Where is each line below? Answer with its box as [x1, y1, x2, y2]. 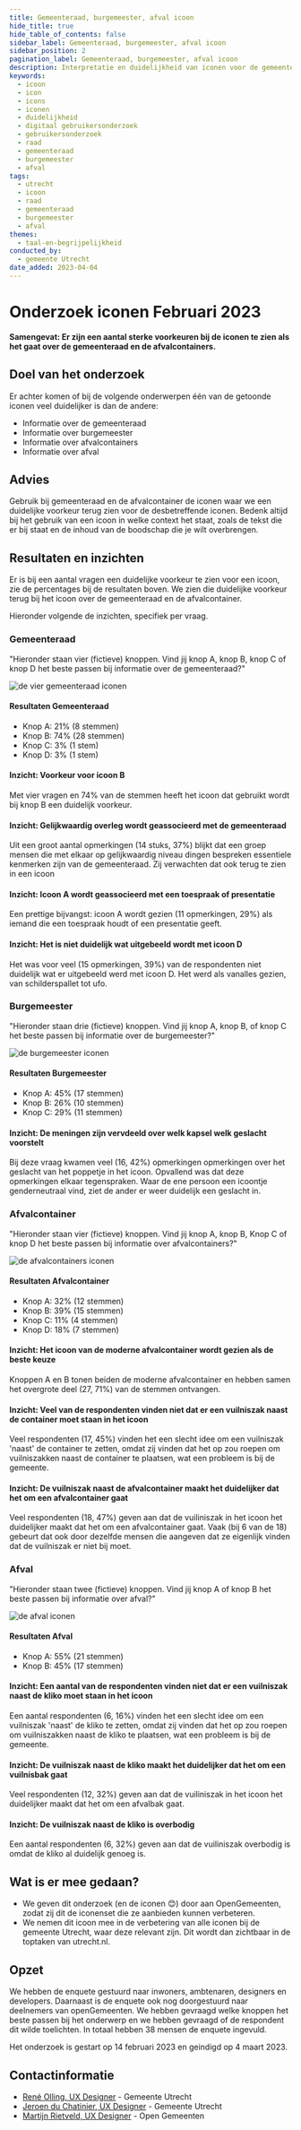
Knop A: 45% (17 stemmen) [21, 1088, 124, 1099]
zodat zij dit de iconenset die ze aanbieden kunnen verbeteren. [21, 1908, 255, 1918]
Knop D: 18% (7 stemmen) [21, 1324, 119, 1335]
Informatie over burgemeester [21, 427, 133, 437]
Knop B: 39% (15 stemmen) [21, 1305, 124, 1316]
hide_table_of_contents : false [9, 30, 126, 39]
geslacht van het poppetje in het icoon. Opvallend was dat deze [9, 1166, 245, 1177]
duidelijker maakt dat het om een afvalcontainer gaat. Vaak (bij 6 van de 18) [9, 1521, 288, 1533]
